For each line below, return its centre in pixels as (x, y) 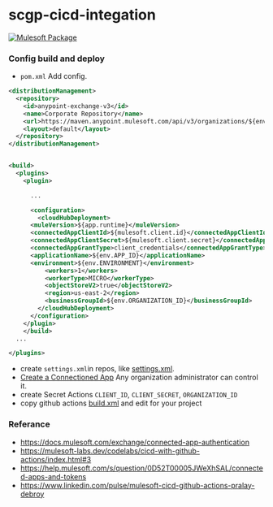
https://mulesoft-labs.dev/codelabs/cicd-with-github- (110, 451)
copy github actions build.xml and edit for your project (111, 403)
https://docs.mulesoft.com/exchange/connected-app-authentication (135, 442)
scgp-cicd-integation (82, 15)
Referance (29, 424)
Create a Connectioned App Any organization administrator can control (139, 377)
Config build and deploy (57, 58)
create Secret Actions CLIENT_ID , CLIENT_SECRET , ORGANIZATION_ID (129, 395)
